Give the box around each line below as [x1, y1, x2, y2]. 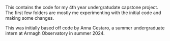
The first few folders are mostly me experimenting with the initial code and [5, 10, 161, 16]
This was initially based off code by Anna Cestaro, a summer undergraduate [5, 25, 165, 31]
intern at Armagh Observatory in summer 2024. [5, 30, 105, 36]
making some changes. [5, 15, 54, 21]
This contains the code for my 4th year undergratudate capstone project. [5, 5, 159, 10]
